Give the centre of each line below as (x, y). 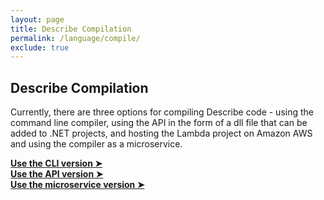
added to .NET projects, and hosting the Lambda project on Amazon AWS (161, 133)
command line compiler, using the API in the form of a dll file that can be (159, 123)
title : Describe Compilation (71, 29)
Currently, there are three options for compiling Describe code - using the (162, 112)
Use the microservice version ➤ (77, 185)
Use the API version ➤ (57, 174)
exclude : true (40, 47)
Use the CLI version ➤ (56, 163)
